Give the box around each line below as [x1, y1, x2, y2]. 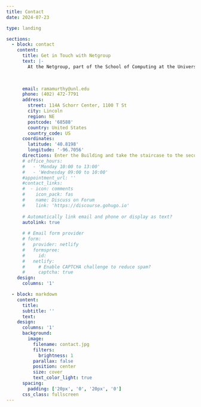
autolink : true [22, 219, 60, 225]
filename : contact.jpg [32, 341, 90, 347]
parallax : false [32, 358, 74, 364]
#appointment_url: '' [22, 175, 77, 181]
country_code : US [28, 130, 71, 136]
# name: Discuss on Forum [22, 197, 95, 203]
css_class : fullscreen [22, 391, 79, 397]
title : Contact [6, 8, 44, 15]
